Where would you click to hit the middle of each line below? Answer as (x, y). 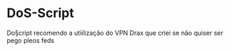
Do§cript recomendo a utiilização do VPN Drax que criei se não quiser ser (115, 33)
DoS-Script (40, 13)
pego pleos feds (31, 40)
